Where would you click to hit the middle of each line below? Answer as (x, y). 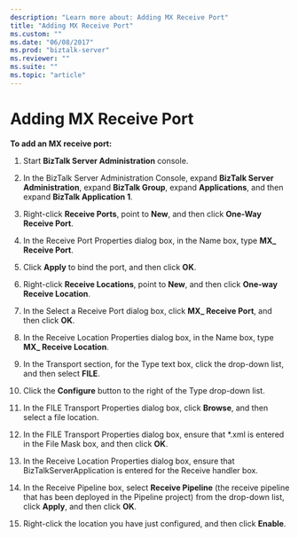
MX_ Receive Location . (66, 347)
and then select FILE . (61, 373)
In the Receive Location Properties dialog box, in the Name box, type (148, 337)
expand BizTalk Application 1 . (78, 197)
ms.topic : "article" (48, 75)
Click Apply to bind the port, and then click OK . (110, 267)
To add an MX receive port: (61, 144)
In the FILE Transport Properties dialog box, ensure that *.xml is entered (153, 434)
